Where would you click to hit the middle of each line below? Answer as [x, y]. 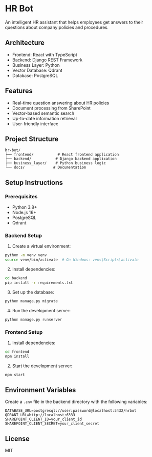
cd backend [16, 278]
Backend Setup [24, 235]
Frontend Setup [24, 332]
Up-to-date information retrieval [44, 118]
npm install [17, 356]
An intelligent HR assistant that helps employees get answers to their [74, 22]
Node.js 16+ [24, 213]
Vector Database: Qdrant [37, 70]
